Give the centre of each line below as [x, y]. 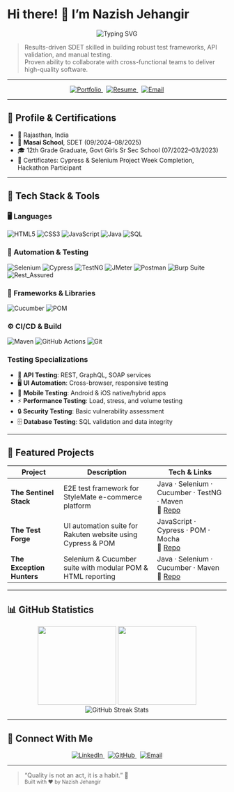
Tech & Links [190, 472]
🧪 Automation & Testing [48, 252]
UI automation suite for [101, 526]
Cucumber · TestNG [189, 493]
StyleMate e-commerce [103, 497]
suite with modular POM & [106, 568]
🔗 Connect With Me [50, 739]
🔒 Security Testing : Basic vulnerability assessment [91, 411]
